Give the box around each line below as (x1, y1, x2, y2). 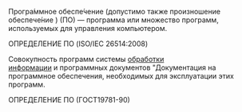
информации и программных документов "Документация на (8, 63, 216, 72)
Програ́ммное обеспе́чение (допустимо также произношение (8, 7, 221, 16)
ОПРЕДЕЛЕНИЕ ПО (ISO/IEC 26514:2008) (8, 39, 149, 48)
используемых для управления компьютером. (8, 24, 168, 33)
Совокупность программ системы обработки (8, 55, 165, 64)
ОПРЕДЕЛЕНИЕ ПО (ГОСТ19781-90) (8, 95, 130, 104)
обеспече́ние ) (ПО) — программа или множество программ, (8, 15, 220, 25)
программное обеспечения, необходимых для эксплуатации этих (8, 71, 234, 80)
